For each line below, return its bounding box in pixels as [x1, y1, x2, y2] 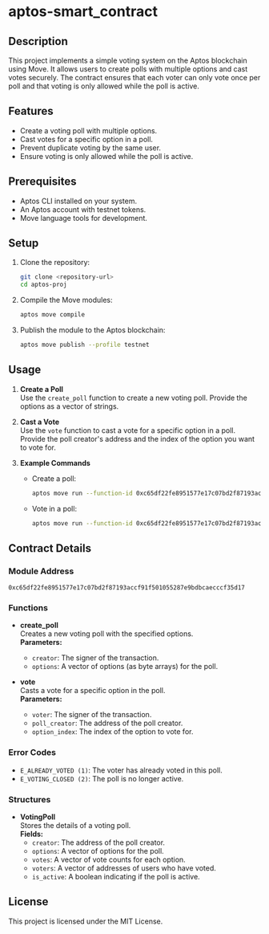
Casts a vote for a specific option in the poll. [19, 686, 166, 695]
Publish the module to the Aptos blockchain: [19, 325, 166, 335]
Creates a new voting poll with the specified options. [19, 629, 194, 638]
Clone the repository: [19, 258, 90, 267]
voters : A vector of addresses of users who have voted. [31, 863, 216, 873]
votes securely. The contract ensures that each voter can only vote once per [8, 73, 261, 82]
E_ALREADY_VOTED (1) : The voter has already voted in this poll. [19, 765, 223, 775]
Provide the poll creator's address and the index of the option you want [19, 434, 255, 443]
